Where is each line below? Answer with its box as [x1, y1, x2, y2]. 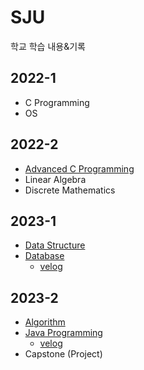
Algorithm [24, 316, 66, 328]
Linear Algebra [24, 173, 87, 185]
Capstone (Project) [24, 348, 103, 360]
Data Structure [24, 239, 86, 251]
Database [24, 250, 65, 262]
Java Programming [24, 327, 103, 339]
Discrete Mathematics [24, 184, 116, 196]
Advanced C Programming [24, 162, 135, 175]
